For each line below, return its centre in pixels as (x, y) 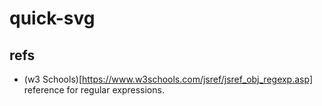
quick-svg (52, 18)
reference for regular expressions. (94, 90)
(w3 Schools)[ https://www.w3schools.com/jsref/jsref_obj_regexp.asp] (168, 79)
